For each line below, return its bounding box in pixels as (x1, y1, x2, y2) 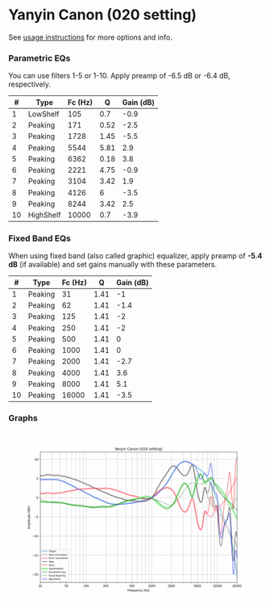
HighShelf (27, 210, 61, 220)
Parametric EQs (8, 52, 71, 64)
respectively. (8, 79, 51, 90)
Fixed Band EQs (8, 233, 71, 244)
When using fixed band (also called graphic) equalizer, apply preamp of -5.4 (8, 251, 263, 261)
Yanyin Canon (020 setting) (8, 6, 197, 24)
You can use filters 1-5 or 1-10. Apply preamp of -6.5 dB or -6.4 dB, (8, 71, 231, 81)
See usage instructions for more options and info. (8, 32, 173, 42)
